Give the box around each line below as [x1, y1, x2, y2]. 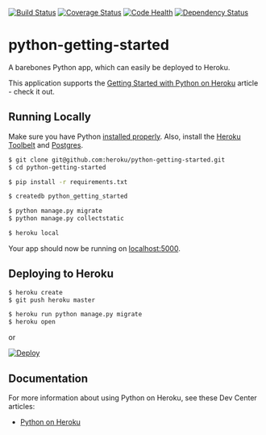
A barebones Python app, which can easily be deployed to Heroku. [8, 62, 231, 72]
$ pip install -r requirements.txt [8, 178, 128, 186]
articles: [8, 402, 35, 411]
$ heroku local [8, 229, 60, 237]
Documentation [8, 371, 89, 385]
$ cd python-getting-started [8, 163, 106, 171]
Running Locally [8, 110, 91, 124]
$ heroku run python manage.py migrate [8, 311, 143, 319]
